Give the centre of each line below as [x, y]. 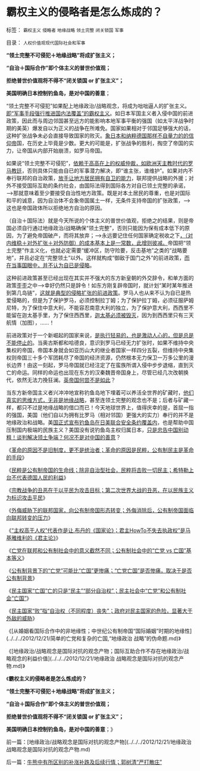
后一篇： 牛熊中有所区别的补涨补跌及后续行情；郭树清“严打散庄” [84, 762]
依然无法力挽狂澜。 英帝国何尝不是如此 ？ [66, 380]
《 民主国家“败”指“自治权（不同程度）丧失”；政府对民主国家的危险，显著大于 [99, 611]
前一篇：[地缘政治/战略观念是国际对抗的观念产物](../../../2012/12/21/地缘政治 [99, 742]
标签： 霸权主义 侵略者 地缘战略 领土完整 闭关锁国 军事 [65, 30]
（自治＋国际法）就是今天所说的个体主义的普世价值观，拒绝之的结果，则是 [97, 220]
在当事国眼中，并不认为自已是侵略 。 [51, 265]
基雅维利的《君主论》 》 [34, 537]
